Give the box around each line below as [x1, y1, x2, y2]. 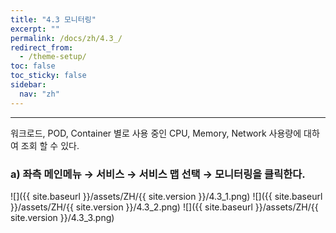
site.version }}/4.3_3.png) [10, 211, 115, 223]
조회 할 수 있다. [20, 139, 80, 151]
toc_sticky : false [10, 71, 87, 81]
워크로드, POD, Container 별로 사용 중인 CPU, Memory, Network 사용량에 [10, 127, 302, 139]
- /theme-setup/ [19, 52, 87, 62]
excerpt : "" [10, 24, 60, 34]
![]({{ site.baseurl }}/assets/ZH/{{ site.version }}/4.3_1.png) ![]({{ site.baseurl [10, 190, 323, 202]
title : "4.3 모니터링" [10, 14, 97, 25]
